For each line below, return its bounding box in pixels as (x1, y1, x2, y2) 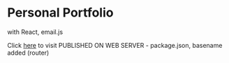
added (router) (7, 48, 50, 57)
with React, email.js (7, 28, 64, 36)
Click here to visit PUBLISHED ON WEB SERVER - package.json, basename (7, 41, 223, 49)
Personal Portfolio (7, 5, 114, 21)
